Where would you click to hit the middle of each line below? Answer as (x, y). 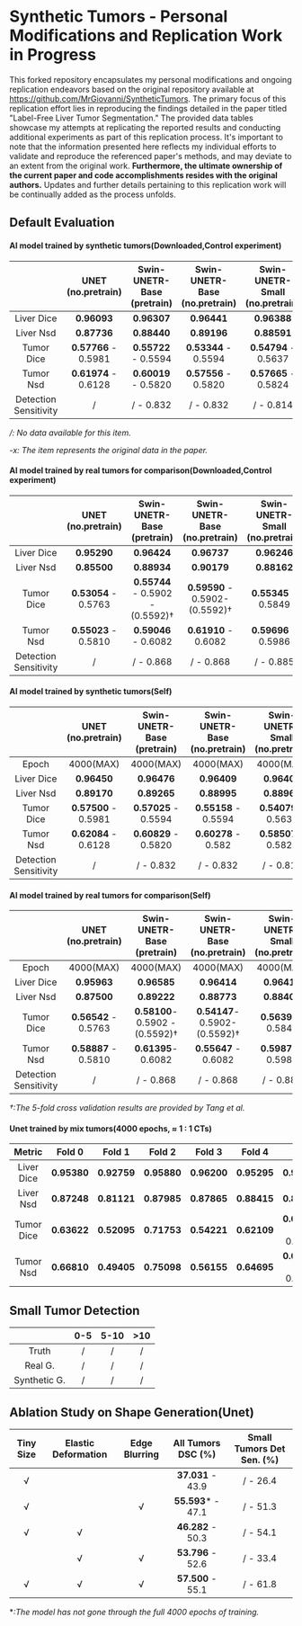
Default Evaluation (62, 223)
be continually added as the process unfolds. (93, 194)
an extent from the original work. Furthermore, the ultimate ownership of (146, 165)
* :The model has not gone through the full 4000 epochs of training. (134, 1612)
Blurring (142, 1454)
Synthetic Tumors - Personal (119, 17)
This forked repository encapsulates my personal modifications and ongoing (151, 79)
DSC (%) (197, 1454)
